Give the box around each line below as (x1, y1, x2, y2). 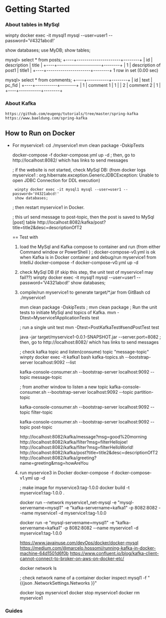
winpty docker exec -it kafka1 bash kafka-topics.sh (19, 354, 124, 360)
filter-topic (31, 409, 53, 415)
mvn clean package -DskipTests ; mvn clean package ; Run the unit (19, 304, 158, 310)
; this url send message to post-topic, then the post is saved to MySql (12, 214, 155, 220)
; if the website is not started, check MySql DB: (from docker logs (12, 167, 146, 173)
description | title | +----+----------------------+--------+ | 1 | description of (5, 62, 161, 68)
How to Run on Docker (5, 129, 75, 137)
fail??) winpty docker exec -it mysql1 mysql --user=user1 (19, 274, 136, 280)
